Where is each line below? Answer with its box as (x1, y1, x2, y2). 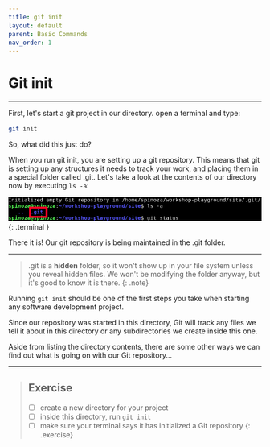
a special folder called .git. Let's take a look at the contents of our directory (8, 172, 257, 182)
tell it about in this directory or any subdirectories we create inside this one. (8, 326, 258, 336)
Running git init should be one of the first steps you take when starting (8, 293, 250, 303)
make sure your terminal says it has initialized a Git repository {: (39, 420, 251, 430)
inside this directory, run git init (39, 412, 152, 421)
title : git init (8, 13, 63, 21)
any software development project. (8, 302, 125, 312)
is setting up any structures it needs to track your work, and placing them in (8, 163, 259, 173)
